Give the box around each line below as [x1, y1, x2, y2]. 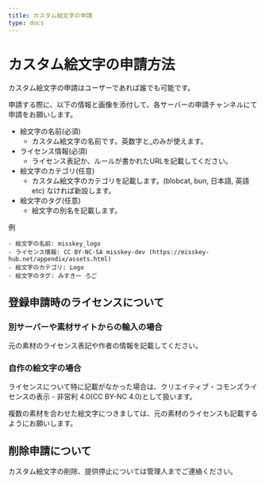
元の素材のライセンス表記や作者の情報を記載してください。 [8, 341, 202, 351]
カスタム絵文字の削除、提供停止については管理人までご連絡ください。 [8, 466, 238, 476]
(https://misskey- [148, 249, 210, 257]
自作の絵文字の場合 [8, 363, 82, 374]
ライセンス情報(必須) [19, 146, 88, 156]
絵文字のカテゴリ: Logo [15, 264, 85, 272]
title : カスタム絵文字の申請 [8, 11, 93, 20]
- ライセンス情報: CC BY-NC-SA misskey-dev [8, 249, 146, 257]
